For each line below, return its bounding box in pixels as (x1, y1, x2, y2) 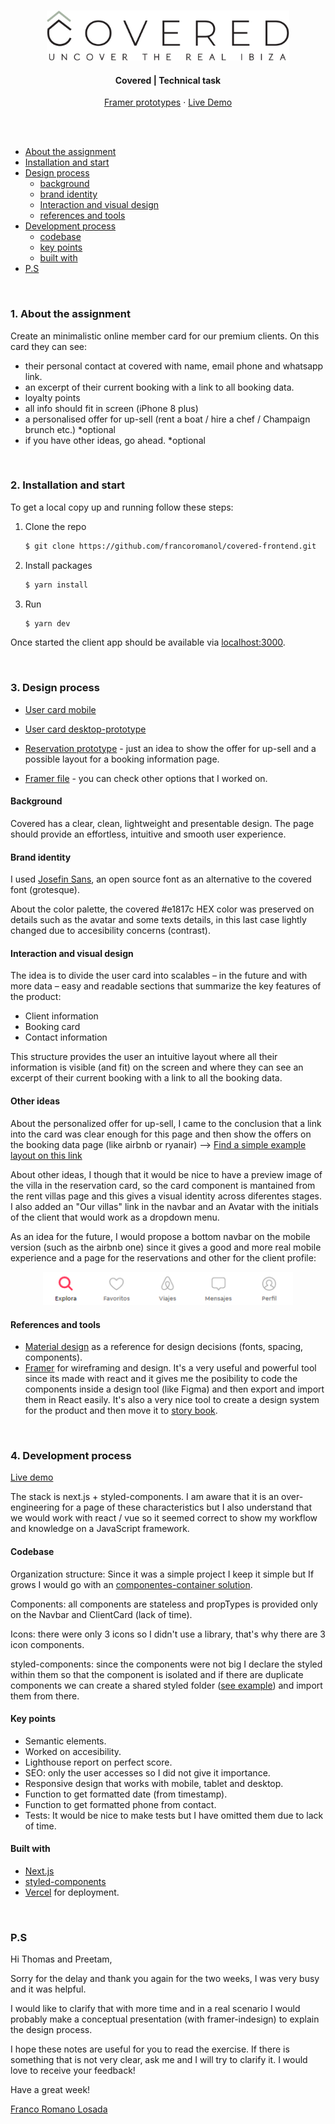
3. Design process (10, 681, 100, 695)
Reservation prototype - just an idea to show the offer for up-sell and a (24, 742, 317, 754)
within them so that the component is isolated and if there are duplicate (10, 1668, 304, 1680)
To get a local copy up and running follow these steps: (10, 501, 234, 513)
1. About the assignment (10, 307, 131, 321)
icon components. (10, 1638, 85, 1650)
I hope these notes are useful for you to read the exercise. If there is (10, 2043, 290, 2055)
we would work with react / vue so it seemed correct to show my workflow (10, 1512, 318, 1524)
